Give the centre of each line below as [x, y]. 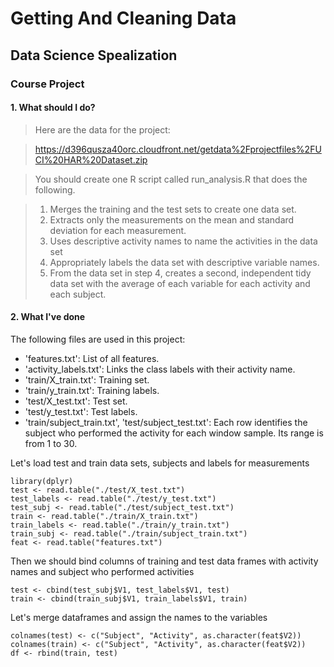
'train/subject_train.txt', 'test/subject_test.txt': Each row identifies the [166, 422]
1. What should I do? [53, 108]
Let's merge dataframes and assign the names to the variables [139, 617]
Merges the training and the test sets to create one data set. [173, 209]
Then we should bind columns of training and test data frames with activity [164, 561]
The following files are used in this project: [98, 339]
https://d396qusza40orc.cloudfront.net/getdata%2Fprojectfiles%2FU [178, 149]
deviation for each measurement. [118, 230]
